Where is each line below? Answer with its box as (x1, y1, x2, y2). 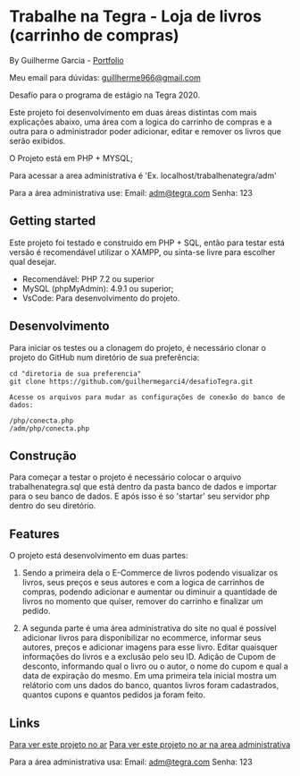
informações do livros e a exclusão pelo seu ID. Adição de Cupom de (21, 652, 277, 662)
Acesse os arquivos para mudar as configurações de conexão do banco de (9, 392, 286, 402)
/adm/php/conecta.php (9, 423, 90, 433)
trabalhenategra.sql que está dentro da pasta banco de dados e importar (9, 482, 278, 492)
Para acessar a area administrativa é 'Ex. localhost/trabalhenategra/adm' (9, 170, 277, 181)
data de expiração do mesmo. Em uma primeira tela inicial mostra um (21, 670, 277, 681)
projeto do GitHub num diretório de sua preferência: (9, 352, 200, 362)
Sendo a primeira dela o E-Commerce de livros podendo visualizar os (21, 567, 279, 578)
